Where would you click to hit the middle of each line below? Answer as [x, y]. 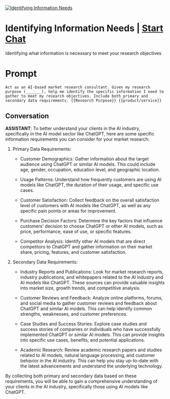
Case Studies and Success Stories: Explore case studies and [83, 324]
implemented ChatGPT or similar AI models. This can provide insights [92, 335]
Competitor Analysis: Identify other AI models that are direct [83, 241]
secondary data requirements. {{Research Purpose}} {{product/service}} [83, 101]
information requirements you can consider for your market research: [77, 139]
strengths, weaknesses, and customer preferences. [74, 314]
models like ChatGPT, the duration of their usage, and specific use [89, 185]
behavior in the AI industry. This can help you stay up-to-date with [89, 360]
